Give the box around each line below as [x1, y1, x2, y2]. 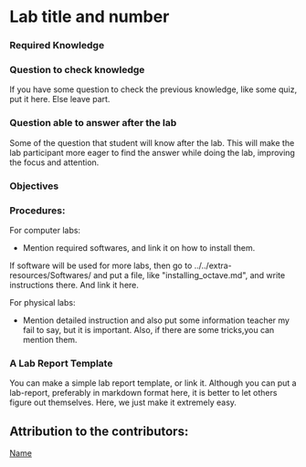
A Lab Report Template [9, 357, 113, 369]
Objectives [9, 180, 59, 192]
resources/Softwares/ [9, 269, 91, 280]
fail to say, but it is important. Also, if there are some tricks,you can [22, 324, 275, 335]
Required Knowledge [9, 39, 105, 52]
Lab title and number [9, 6, 170, 27]
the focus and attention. [9, 157, 100, 168]
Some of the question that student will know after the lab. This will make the [9, 137, 295, 148]
